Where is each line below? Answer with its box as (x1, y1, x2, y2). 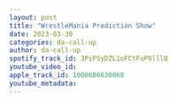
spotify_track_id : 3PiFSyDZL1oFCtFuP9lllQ (9, 54, 168, 63)
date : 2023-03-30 (9, 29, 73, 38)
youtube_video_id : (9, 63, 77, 72)
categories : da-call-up (9, 37, 97, 47)
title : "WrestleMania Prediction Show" (9, 21, 157, 30)
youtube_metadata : (9, 79, 77, 88)
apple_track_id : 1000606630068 (9, 71, 125, 80)
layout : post (9, 12, 58, 22)
